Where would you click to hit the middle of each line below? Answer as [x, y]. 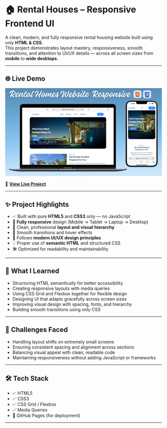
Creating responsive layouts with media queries [61, 288]
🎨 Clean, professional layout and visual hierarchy [63, 227]
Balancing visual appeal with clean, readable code [64, 352]
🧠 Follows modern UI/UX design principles [57, 238]
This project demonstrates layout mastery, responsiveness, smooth [74, 48]
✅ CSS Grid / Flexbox [34, 404]
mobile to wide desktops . [32, 58]
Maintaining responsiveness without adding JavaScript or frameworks [84, 357]
